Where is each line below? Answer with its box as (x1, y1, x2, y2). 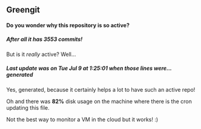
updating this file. (6, 104, 50, 111)
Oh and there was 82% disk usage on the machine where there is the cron (6, 98, 192, 105)
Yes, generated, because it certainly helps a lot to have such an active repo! (6, 86, 196, 93)
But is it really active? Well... (6, 51, 76, 58)
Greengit (6, 5, 41, 15)
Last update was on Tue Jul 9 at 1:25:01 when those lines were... (6, 64, 172, 72)
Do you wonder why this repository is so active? (6, 21, 130, 29)
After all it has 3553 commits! (6, 36, 83, 43)
